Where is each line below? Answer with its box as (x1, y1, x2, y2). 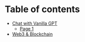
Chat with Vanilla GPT (12, 20, 58, 26)
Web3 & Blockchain (12, 31, 53, 37)
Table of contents (5, 4, 80, 15)
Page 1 (19, 25, 34, 31)
